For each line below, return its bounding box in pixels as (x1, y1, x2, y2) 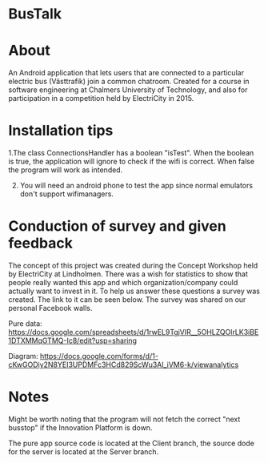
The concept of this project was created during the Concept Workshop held (8, 261, 258, 270)
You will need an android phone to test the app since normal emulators (19, 181, 254, 191)
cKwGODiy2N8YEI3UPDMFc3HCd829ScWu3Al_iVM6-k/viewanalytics (8, 360, 239, 369)
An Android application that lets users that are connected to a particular (8, 68, 244, 78)
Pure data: (8, 319, 42, 328)
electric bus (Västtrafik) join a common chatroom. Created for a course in (8, 77, 250, 87)
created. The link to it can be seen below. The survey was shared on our (8, 295, 246, 304)
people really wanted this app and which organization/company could (8, 278, 238, 287)
